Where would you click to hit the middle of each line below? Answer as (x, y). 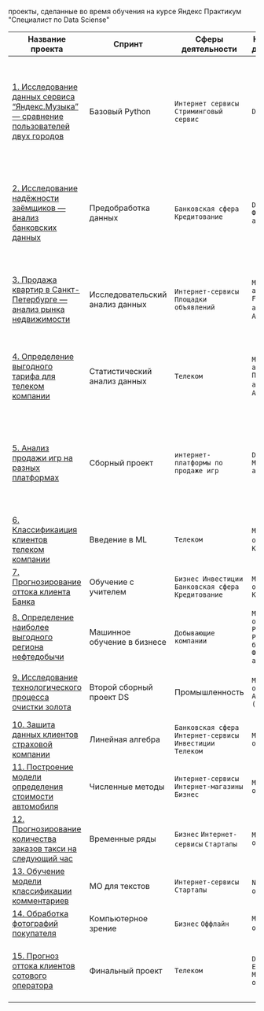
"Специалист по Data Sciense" (59, 20)
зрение (103, 928)
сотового (29, 976)
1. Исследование (45, 87)
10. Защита (34, 725)
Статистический (121, 371)
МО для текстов (120, 886)
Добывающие (194, 633)
